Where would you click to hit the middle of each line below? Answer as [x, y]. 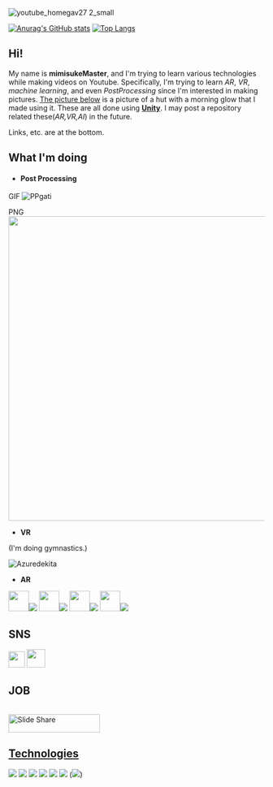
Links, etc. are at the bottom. [56, 132]
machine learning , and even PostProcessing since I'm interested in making [133, 90]
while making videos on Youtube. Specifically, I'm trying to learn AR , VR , [129, 82]
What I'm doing [48, 158]
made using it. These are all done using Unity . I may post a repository [125, 108]
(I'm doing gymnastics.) [48, 548]
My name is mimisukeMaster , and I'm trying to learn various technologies [132, 73]
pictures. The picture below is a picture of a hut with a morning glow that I [132, 99]
